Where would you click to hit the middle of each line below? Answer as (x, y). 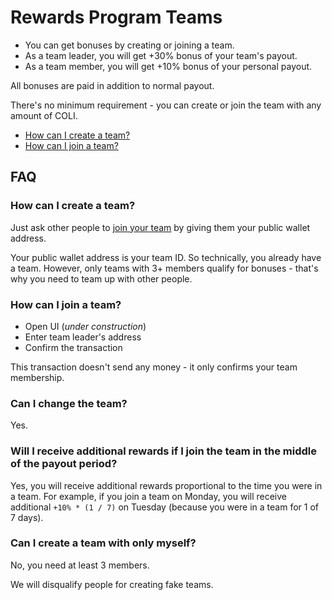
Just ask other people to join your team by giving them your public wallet (160, 227)
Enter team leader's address (83, 337)
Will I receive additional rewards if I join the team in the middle (163, 451)
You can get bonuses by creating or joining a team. (129, 45)
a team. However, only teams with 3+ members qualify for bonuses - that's (164, 268)
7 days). (27, 517)
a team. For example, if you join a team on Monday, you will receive (149, 496)
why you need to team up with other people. (101, 278)
